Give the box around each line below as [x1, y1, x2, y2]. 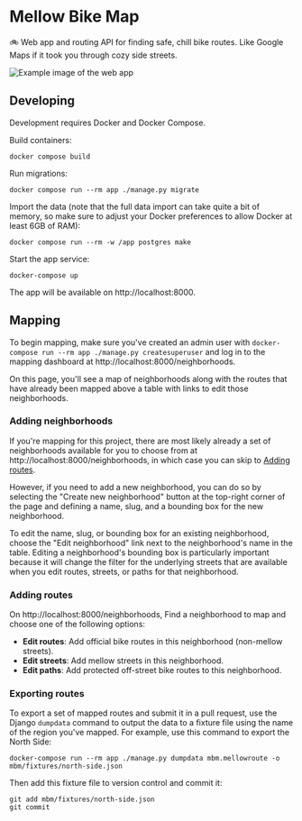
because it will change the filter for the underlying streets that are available [9, 556, 288, 567]
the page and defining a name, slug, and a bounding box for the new [9, 500, 264, 511]
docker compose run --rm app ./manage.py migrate [9, 185, 200, 195]
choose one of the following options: [9, 619, 146, 630]
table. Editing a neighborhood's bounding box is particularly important [9, 547, 270, 558]
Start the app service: [9, 253, 90, 264]
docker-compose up [9, 270, 78, 280]
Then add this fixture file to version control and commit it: [9, 778, 223, 789]
